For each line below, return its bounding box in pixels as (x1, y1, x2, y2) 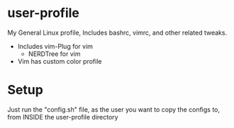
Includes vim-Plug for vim (17, 42, 94, 50)
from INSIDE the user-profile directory (7, 112, 118, 121)
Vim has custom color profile (17, 57, 102, 65)
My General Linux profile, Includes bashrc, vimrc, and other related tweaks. (7, 28, 228, 37)
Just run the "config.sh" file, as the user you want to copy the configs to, (7, 105, 221, 114)
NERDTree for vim (28, 50, 81, 58)
